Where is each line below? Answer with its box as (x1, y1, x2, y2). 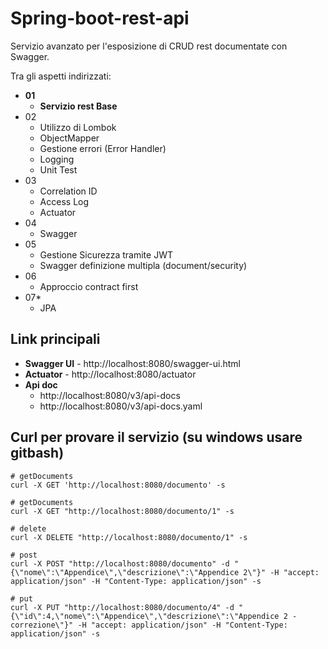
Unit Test (39, 163, 78, 176)
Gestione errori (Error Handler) (39, 142, 167, 154)
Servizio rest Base (39, 100, 118, 112)
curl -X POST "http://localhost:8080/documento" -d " (10, 558, 240, 569)
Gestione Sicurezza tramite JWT (39, 248, 173, 261)
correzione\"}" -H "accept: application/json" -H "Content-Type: (10, 620, 288, 630)
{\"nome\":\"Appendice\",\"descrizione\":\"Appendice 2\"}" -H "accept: (10, 567, 320, 577)
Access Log (39, 195, 90, 207)
